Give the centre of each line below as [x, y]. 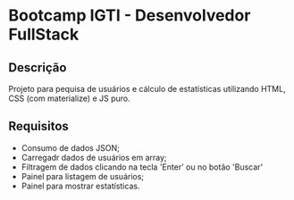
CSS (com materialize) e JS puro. [69, 98]
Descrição [38, 67]
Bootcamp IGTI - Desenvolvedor [130, 16]
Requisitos [38, 126]
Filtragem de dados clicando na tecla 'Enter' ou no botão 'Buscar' [142, 167]
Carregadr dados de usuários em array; [94, 157]
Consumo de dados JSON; [70, 147]
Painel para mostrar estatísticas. [80, 186]
